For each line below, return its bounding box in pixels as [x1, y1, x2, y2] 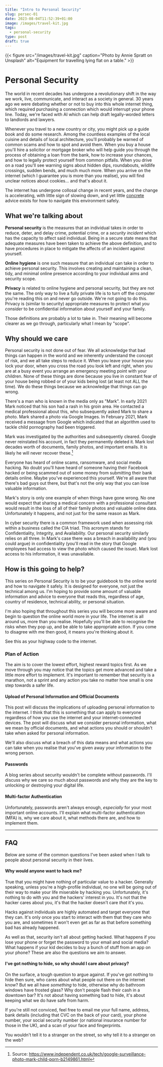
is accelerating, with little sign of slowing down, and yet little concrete [5, 192, 145, 198]
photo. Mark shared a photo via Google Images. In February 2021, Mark [5, 414, 148, 420]
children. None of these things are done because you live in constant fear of [5, 374, 158, 379]
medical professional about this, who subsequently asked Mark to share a [5, 409, 153, 415]
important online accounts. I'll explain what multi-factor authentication [5, 810, 145, 815]
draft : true [5, 39, 29, 44]
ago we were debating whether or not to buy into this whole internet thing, [5, 101, 154, 107]
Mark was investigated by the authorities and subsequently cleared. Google [5, 434, 156, 439]
